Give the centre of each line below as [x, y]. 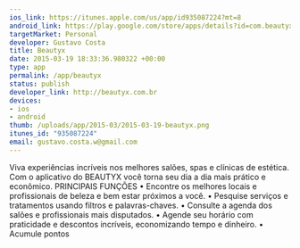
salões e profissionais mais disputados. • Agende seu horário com [132, 214]
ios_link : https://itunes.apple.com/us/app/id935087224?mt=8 [125, 17]
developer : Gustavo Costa [57, 42]
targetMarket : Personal [54, 34]
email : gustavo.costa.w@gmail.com [74, 142]
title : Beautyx [37, 51]
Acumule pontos [39, 234]
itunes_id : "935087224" [54, 134]
